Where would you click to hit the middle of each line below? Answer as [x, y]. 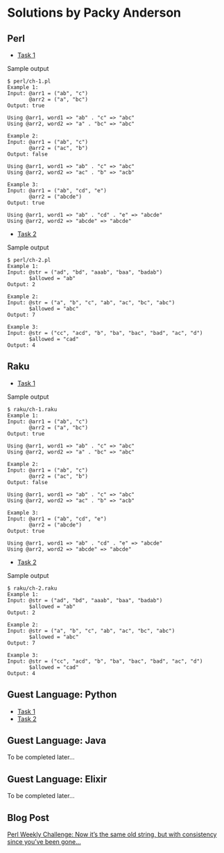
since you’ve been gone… [44, 842]
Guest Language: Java [57, 741]
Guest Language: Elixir [57, 779]
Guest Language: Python [62, 695]
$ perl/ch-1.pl [29, 81]
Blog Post [28, 818]
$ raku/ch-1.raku [32, 409]
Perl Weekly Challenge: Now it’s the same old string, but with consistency [112, 834]
